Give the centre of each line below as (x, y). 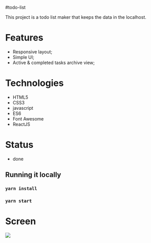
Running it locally (33, 175)
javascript (23, 108)
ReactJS (21, 124)
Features (24, 38)
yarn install (21, 189)
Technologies (35, 83)
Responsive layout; (32, 52)
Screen (21, 221)
